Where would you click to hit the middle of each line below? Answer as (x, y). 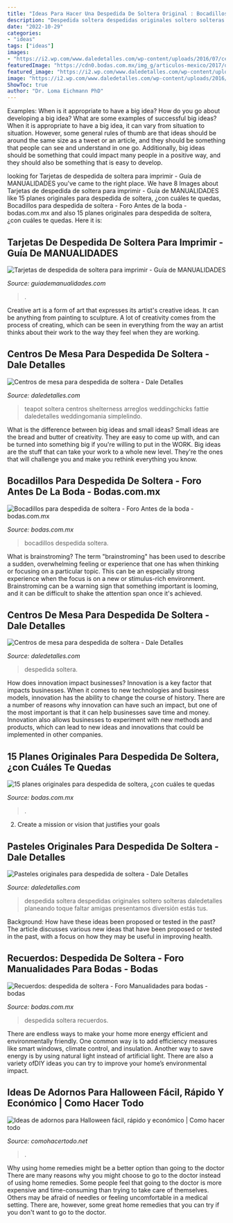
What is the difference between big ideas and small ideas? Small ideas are (113, 429)
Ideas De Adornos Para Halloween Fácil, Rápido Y (116, 1093)
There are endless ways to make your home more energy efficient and (107, 1033)
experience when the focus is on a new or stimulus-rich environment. (106, 578)
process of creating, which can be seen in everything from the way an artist (115, 325)
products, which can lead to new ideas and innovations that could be (105, 728)
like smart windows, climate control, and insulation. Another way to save (110, 1048)
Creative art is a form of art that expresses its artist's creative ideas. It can (113, 310)
